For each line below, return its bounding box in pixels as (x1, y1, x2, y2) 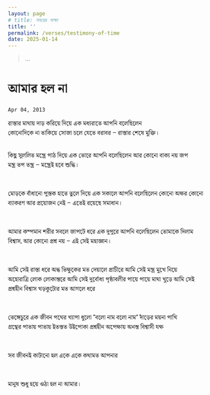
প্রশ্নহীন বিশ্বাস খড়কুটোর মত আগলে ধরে (8, 285, 96, 293)
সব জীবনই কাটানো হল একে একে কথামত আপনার (8, 351, 119, 360)
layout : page (8, 10, 46, 17)
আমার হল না (8, 81, 68, 96)
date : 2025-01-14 (8, 36, 58, 43)
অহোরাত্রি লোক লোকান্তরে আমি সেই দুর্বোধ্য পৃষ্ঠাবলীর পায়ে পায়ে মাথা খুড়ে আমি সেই (8, 275, 195, 283)
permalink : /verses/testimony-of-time (8, 29, 120, 37)
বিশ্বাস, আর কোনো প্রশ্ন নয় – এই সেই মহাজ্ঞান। (8, 237, 111, 245)
